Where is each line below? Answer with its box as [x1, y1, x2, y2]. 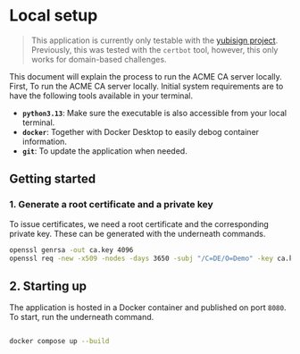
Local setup [9, 5, 98, 26]
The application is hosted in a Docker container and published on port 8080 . [9, 302, 287, 313]
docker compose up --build [9, 337, 110, 346]
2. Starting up [9, 278, 87, 293]
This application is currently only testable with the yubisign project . [30, 35, 279, 46]
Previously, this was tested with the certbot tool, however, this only [30, 44, 279, 55]
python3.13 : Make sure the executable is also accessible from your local [21, 107, 287, 118]
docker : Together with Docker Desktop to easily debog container [21, 126, 260, 137]
